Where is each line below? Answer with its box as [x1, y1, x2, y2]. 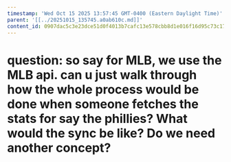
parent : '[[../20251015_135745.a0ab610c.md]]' [7, 16, 143, 23]
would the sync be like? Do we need [7, 125, 215, 141]
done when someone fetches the [7, 96, 199, 112]
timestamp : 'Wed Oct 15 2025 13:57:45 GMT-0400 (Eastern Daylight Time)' [7, 10, 223, 17]
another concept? [7, 140, 111, 155]
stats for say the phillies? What [7, 111, 188, 126]
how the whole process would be [7, 82, 199, 97]
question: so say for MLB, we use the [7, 52, 222, 68]
